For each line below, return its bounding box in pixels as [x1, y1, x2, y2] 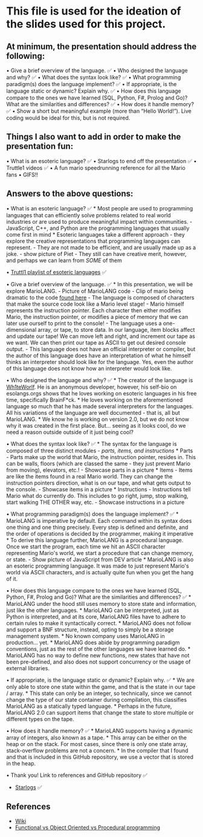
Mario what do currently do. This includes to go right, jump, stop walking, [6, 492, 188, 499]
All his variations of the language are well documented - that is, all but [6, 409, 180, 416]
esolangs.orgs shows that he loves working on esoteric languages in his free [6, 389, 197, 397]
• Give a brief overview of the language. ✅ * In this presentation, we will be [6, 280, 193, 287]
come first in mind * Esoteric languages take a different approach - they [6, 230, 185, 238]
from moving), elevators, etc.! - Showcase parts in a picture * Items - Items [6, 466, 193, 474]
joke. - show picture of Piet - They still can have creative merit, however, [6, 250, 187, 257]
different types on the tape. [6, 715, 74, 722]
